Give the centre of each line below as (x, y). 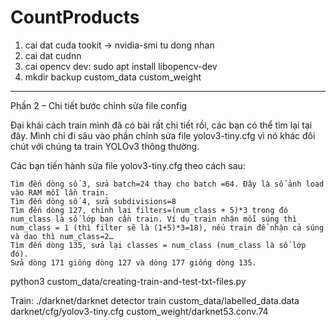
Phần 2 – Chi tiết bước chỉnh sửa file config (99, 105)
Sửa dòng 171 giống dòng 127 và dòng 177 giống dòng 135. (133, 262)
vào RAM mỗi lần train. (60, 192)
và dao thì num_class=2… (62, 236)
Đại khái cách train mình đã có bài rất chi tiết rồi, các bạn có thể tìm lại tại (161, 125)
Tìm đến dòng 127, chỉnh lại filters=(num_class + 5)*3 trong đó (149, 210)
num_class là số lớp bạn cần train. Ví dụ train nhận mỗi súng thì (154, 219)
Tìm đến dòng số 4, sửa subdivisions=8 (93, 201)
